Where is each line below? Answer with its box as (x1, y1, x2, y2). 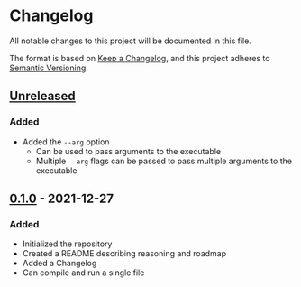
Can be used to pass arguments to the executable (35, 145, 222, 156)
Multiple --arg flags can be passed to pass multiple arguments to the (35, 155, 293, 166)
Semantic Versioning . (9, 62, 88, 73)
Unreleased (9, 88, 77, 104)
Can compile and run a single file (22, 267, 145, 278)
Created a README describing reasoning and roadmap (22, 248, 227, 259)
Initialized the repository (22, 238, 113, 249)
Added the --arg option (22, 136, 110, 147)
